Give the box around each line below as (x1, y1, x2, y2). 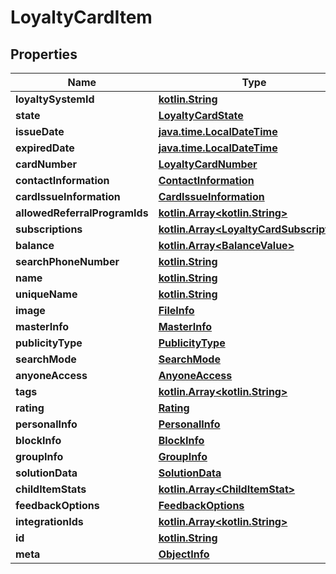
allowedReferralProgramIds (15, 206, 149, 220)
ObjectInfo (158, 547, 210, 561)
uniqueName (15, 287, 78, 301)
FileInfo (158, 304, 195, 317)
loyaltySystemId (15, 92, 95, 106)
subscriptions (15, 222, 83, 236)
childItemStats (15, 482, 87, 496)
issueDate (15, 125, 65, 138)
